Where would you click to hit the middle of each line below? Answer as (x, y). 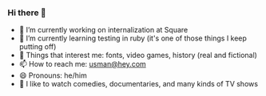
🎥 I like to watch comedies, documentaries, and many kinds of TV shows (139, 84)
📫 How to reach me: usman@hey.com (83, 64)
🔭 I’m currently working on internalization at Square (103, 30)
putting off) (38, 47)
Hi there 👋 (27, 13)
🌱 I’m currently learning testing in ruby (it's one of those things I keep (133, 38)
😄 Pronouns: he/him (53, 75)
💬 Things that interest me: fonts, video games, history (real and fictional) (138, 56)
